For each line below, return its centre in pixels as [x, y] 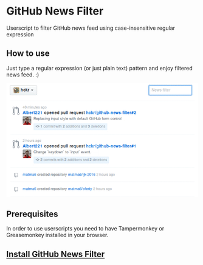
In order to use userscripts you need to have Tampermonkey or [85, 229]
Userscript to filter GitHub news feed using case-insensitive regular [91, 28]
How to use [28, 54]
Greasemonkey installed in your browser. [57, 235]
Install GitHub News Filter [56, 254]
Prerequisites [32, 214]
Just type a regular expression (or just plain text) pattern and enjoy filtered [99, 68]
